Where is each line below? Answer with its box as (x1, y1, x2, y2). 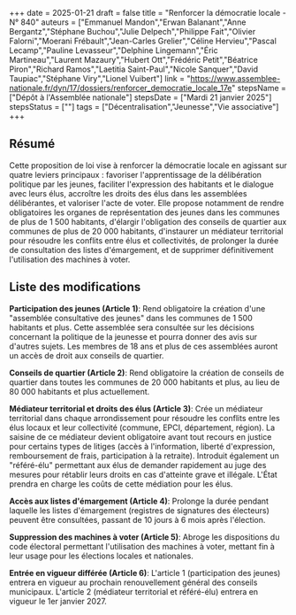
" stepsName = (231, 83, 287, 93)
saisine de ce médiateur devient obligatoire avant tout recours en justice (9, 431, 272, 442)
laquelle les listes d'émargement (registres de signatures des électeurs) (9, 504, 269, 516)
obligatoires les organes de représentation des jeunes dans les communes (9, 207, 280, 218)
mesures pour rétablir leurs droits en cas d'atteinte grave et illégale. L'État (9, 469, 278, 480)
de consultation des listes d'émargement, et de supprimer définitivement (9, 244, 274, 255)
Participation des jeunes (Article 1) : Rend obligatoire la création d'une (9, 303, 266, 313)
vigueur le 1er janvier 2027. (9, 596, 108, 606)
